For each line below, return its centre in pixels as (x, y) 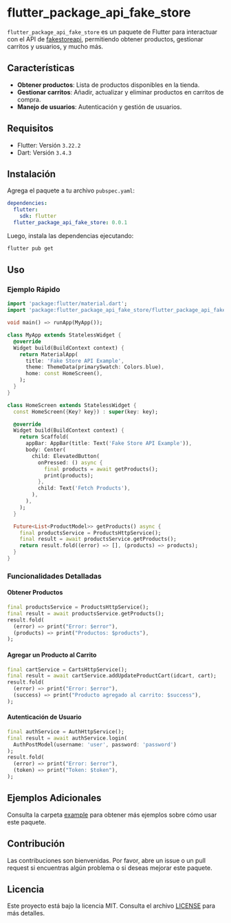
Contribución (36, 844)
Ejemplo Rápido (34, 290)
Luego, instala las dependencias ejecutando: (70, 235)
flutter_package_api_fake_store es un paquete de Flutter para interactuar (112, 32)
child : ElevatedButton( (66, 456)
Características (41, 68)
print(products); (69, 475)
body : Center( (46, 450)
